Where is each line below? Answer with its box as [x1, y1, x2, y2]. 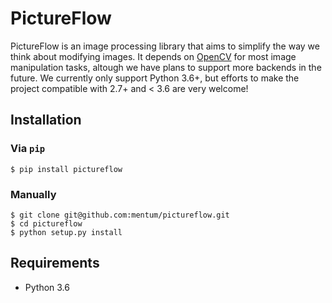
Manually [10, 187, 57, 201]
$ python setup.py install [10, 227, 123, 237]
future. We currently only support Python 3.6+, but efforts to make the [10, 72, 300, 84]
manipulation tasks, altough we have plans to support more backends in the [10, 61, 322, 73]
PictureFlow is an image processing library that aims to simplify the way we [10, 40, 320, 52]
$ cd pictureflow [10, 218, 83, 229]
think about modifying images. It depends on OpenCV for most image [10, 50, 297, 62]
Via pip [10, 142, 46, 156]
